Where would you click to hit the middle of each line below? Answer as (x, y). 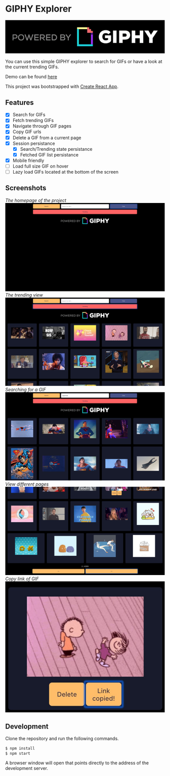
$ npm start (18, 754)
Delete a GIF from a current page (47, 138)
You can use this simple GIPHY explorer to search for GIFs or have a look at (84, 62)
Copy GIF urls (27, 132)
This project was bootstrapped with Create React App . (62, 87)
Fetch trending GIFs (33, 120)
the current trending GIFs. (32, 67)
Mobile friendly (28, 160)
